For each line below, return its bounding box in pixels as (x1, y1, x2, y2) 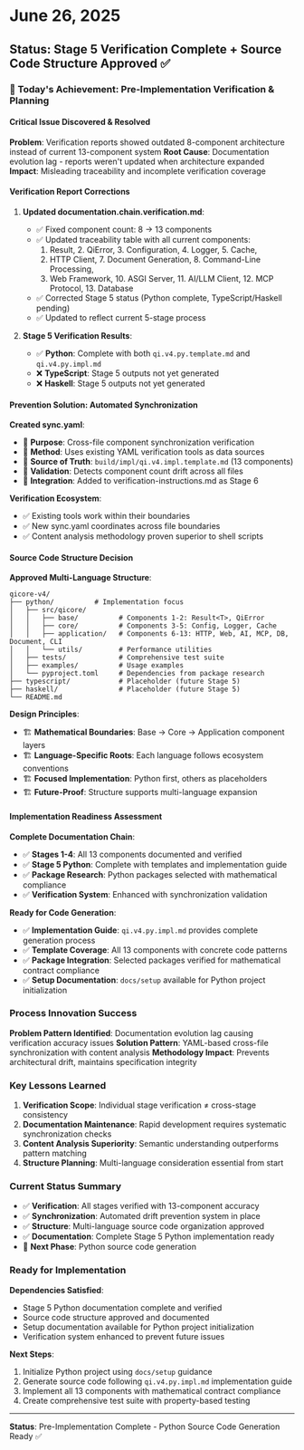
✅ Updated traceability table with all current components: (35, 234, 251, 245)
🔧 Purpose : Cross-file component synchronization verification (22, 437, 255, 448)
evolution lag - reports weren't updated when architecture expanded (9, 156, 265, 167)
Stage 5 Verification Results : (22, 330, 133, 341)
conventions (22, 763, 70, 774)
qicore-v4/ (9, 590, 51, 599)
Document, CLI (9, 638, 63, 647)
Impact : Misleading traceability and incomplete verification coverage (9, 165, 267, 177)
